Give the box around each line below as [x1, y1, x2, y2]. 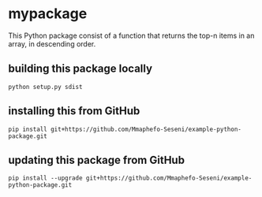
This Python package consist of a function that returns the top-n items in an [8, 31, 255, 40]
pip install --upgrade [8, 174, 83, 182]
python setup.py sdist [8, 83, 83, 91]
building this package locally [8, 62, 152, 76]
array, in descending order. [8, 39, 96, 48]
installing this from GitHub [8, 104, 140, 118]
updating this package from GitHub [8, 153, 185, 166]
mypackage [8, 5, 88, 23]
